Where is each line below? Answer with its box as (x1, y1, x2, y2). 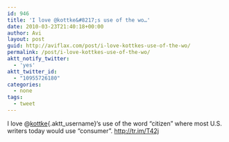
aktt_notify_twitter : (7, 55, 70, 62)
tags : (7, 94, 23, 101)
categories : (7, 81, 42, 88)
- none (13, 87, 33, 94)
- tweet (13, 100, 36, 107)
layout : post (7, 36, 45, 43)
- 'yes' (13, 62, 36, 69)
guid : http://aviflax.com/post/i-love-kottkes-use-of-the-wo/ (7, 42, 191, 49)
